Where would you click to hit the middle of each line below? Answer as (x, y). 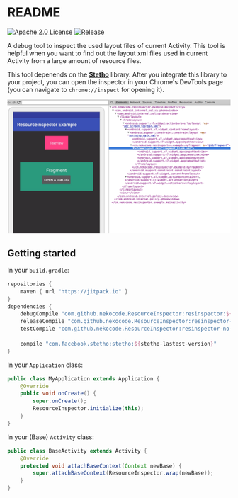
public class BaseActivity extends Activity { (77, 451)
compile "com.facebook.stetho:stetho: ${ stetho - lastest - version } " (119, 344)
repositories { (30, 284)
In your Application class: (45, 365)
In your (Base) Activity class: (51, 437)
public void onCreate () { (58, 394)
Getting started (42, 253)
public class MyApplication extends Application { (84, 379)
